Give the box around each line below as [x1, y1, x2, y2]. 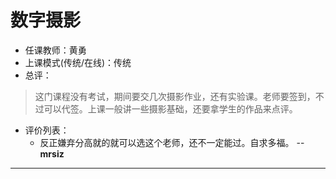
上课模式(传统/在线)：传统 [24, 56, 132, 68]
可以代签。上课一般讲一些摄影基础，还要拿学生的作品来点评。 [43, 102, 298, 115]
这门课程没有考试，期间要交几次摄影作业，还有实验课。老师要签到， [34, 90, 316, 102]
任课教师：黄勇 [24, 44, 87, 56]
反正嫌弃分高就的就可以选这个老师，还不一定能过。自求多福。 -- [39, 136, 305, 148]
